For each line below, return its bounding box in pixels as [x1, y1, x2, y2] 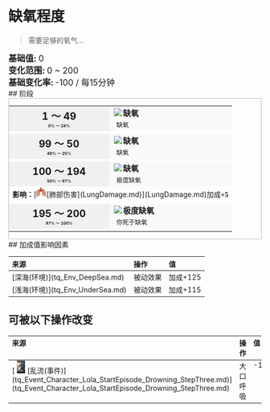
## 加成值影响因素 [8, 240, 69, 250]
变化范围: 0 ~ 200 [8, 65, 79, 76]
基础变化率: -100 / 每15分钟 [8, 77, 115, 88]
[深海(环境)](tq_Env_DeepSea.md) [11, 272, 125, 282]
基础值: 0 [8, 53, 44, 64]
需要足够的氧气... [27, 35, 84, 45]
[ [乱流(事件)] [11, 366, 67, 376]
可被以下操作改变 [8, 313, 93, 327]
